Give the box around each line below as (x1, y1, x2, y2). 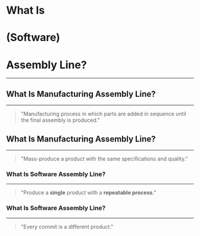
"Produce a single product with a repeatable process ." (20, 189, 157, 196)
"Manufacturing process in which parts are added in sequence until (20, 111, 186, 118)
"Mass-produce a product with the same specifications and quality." (20, 155, 189, 162)
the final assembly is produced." (20, 117, 100, 124)
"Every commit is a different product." (20, 223, 114, 230)
